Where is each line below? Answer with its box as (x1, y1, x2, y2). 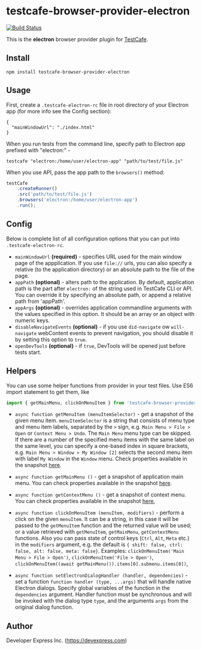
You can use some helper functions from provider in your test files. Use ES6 (6, 382, 193, 389)
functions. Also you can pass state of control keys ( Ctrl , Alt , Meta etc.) (14, 535, 190, 542)
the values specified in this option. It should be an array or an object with (14, 310, 195, 317)
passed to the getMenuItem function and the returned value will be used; (14, 522, 191, 529)
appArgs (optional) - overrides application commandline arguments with (14, 304, 192, 311)
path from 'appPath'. (14, 297, 66, 305)
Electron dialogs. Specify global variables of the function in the (14, 585, 170, 592)
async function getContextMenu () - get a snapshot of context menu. (14, 491, 187, 498)
